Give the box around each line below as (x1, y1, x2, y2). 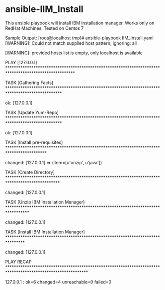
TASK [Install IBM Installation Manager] (5, 229, 85, 235)
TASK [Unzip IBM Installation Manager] (5, 199, 85, 205)
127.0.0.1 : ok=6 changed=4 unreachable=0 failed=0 (5, 279, 112, 285)
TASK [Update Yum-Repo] (5, 109, 59, 115)
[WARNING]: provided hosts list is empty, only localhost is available (5, 50, 143, 56)
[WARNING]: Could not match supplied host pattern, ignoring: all (5, 40, 137, 46)
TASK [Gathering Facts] (5, 80, 54, 86)
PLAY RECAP (5, 259, 32, 265)
